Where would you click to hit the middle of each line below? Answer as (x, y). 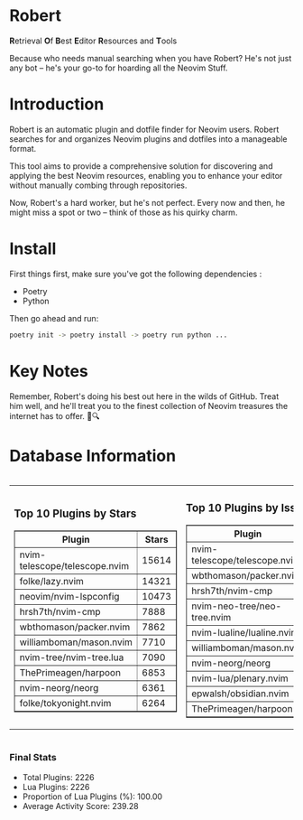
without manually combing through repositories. (98, 185)
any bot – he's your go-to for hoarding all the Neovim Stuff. (119, 68)
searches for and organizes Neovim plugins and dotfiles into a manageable (148, 139)
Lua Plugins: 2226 (56, 787)
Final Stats (33, 758)
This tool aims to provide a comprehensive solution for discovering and (141, 166)
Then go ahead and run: (54, 318)
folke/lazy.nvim (51, 582)
